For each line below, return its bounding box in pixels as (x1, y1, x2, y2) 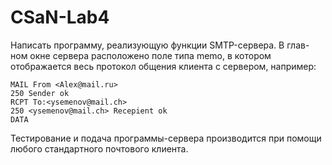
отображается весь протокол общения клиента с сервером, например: (10, 60, 317, 72)
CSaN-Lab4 (10, 6, 110, 29)
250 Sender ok (10, 88, 70, 98)
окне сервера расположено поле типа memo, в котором (29, 49, 272, 61)
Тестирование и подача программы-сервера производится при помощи (10, 132, 322, 144)
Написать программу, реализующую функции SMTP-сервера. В (10, 39, 285, 51)
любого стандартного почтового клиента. (10, 142, 189, 155)
